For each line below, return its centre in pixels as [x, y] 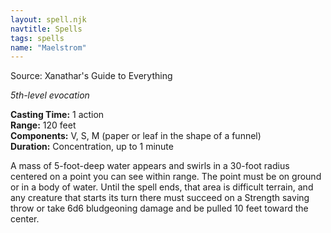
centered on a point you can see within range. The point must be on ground [166, 177]
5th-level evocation [50, 95]
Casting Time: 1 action [57, 115]
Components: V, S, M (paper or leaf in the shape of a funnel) [136, 136]
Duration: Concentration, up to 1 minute [92, 147]
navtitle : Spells [46, 29]
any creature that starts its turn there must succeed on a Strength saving [160, 198]
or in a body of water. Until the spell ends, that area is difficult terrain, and [162, 187]
